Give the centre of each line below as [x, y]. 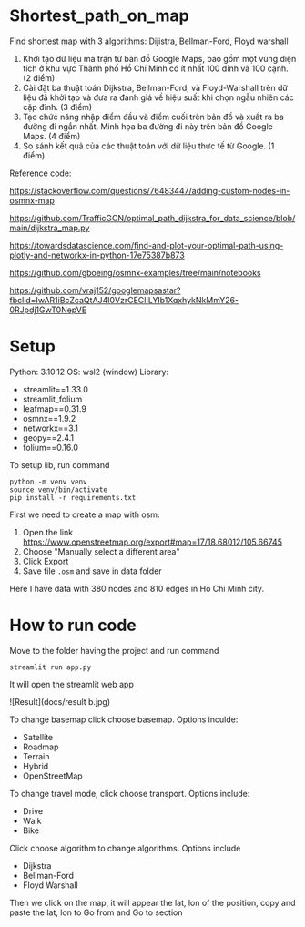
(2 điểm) [39, 77]
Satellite [38, 737]
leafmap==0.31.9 [54, 408]
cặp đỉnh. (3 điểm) [57, 107]
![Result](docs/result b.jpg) [60, 701]
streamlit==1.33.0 [55, 389]
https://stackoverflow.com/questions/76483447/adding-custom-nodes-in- [150, 190]
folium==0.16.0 [51, 447]
